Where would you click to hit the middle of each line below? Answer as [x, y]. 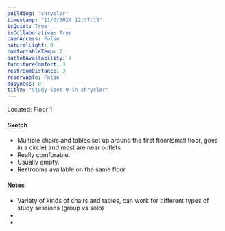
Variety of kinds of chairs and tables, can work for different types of [113, 200]
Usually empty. [38, 162]
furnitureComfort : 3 [37, 64]
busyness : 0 [24, 84]
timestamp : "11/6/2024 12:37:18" [55, 20]
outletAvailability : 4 [39, 58]
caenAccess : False [33, 39]
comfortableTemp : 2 [35, 52]
